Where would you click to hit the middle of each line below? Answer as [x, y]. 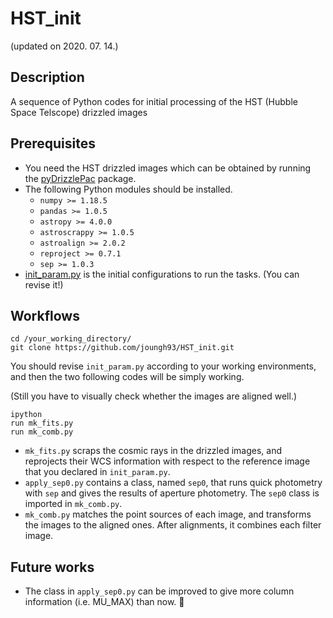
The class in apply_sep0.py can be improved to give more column [159, 591]
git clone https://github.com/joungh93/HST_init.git [122, 348]
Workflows [45, 315]
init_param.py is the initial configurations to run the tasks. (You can [162, 274]
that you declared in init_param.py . [97, 472]
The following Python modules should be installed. [128, 189]
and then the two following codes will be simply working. [127, 377]
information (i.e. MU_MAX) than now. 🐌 [104, 602]
